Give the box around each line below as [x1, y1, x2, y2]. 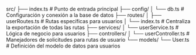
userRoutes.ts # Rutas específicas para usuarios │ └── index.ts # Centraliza [6, 18, 191, 24]
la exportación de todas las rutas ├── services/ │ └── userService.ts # [6, 24, 179, 31]
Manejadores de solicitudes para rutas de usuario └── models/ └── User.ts [6, 36, 190, 43]
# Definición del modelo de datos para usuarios [6, 42, 121, 49]
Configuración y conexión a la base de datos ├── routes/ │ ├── [6, 12, 162, 19]
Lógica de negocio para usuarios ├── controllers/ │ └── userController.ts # [6, 30, 190, 37]
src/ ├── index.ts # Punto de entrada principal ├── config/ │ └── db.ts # [6, 6, 184, 12]
